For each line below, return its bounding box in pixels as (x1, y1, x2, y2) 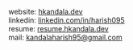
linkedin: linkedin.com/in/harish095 (8, 15, 125, 25)
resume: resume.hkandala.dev (8, 24, 109, 33)
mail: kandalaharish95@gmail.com (8, 32, 123, 42)
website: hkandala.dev (8, 7, 83, 16)
